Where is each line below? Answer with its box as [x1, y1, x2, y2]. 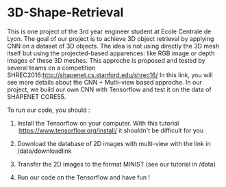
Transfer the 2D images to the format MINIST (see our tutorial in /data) [16, 160, 216, 168]
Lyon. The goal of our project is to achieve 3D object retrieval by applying [7, 34, 214, 42]
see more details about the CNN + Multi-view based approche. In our [7, 78, 202, 86]
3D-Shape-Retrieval [7, 5, 124, 20]
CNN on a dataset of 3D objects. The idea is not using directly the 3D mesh [7, 42, 220, 50]
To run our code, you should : [7, 106, 90, 114]
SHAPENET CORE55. [7, 92, 66, 100]
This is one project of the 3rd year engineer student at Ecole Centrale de [7, 27, 212, 35]
